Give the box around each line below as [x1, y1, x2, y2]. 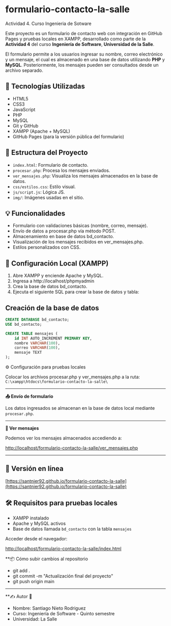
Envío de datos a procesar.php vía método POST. [12, 228, 116, 234]
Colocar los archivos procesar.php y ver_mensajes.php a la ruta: [5, 374, 140, 380]
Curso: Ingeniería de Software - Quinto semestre [12, 610, 115, 616]
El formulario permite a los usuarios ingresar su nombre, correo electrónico [5, 51, 163, 57]
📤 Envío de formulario [5, 394, 53, 399]
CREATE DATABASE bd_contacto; [5, 317, 70, 322]
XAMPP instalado [12, 515, 49, 521]
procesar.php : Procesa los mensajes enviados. [12, 167, 110, 173]
